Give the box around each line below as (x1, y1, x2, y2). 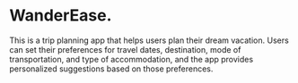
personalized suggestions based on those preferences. (9, 63, 214, 74)
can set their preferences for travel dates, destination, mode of (9, 44, 241, 54)
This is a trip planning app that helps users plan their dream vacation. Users (9, 35, 289, 46)
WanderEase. (9, 5, 112, 26)
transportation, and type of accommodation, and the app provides (9, 54, 254, 64)
